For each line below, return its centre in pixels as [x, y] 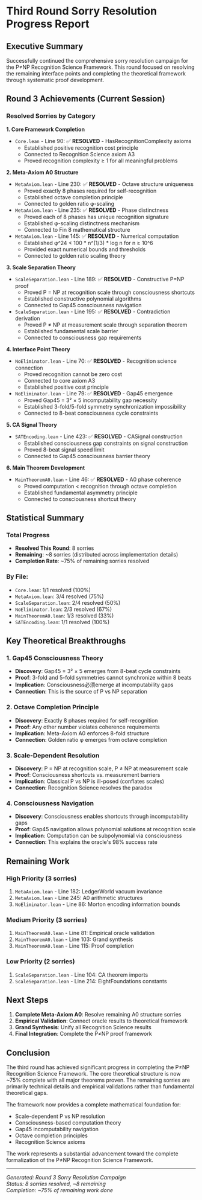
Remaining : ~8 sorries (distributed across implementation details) [96, 555]
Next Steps [27, 1000]
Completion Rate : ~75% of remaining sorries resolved [82, 561]
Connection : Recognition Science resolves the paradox [84, 787]
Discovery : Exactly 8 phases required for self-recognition [86, 720]
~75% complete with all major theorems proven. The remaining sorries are [98, 1080]
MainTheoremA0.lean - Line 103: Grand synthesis [74, 939]
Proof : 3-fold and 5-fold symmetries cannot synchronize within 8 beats [103, 678]
